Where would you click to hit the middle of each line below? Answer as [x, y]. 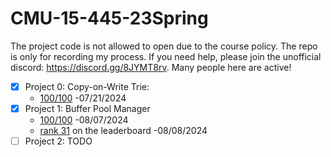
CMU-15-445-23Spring [109, 18]
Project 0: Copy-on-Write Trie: [87, 86]
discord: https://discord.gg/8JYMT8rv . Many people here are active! [151, 67]
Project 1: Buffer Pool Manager [87, 108]
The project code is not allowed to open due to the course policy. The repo [164, 46]
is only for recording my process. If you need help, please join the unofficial [166, 56]
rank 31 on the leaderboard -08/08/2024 [123, 131]
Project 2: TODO [58, 141]
